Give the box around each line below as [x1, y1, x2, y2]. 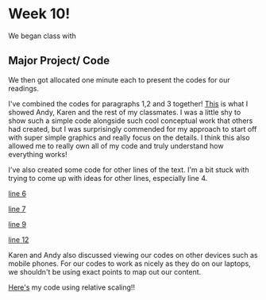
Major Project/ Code [8, 54, 110, 67]
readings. [8, 83, 40, 93]
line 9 [8, 219, 26, 229]
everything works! [8, 149, 67, 159]
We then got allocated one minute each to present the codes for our [8, 75, 230, 84]
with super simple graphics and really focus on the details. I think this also [8, 133, 250, 142]
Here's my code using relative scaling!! [8, 283, 136, 292]
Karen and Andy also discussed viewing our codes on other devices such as [8, 250, 258, 260]
